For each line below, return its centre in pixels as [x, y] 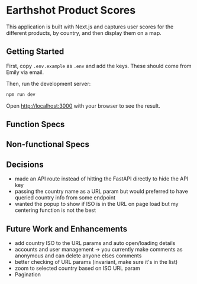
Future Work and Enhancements [67, 229]
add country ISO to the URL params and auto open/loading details [95, 243]
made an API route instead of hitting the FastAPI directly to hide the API [101, 179]
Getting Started [35, 52]
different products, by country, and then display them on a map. [84, 33]
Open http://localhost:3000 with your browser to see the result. [83, 106]
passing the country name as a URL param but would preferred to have [101, 191]
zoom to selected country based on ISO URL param [77, 268]
